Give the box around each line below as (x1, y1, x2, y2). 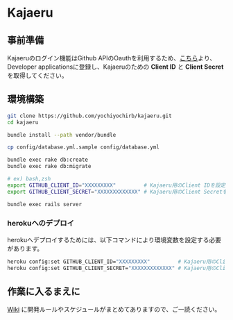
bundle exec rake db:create (7, 156, 89, 164)
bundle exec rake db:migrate (7, 163, 92, 170)
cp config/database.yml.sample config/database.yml (7, 144, 159, 151)
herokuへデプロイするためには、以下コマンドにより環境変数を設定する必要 (7, 235, 222, 244)
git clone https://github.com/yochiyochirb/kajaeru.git (7, 112, 172, 119)
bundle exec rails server (7, 201, 82, 208)
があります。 (7, 244, 44, 253)
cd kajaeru (7, 119, 39, 126)
